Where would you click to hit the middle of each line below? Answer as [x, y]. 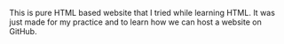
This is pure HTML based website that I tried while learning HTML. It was [142, 13]
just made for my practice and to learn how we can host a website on [135, 22]
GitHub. [23, 31]
